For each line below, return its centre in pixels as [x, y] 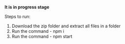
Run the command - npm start [42, 36]
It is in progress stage [27, 7]
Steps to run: [18, 16]
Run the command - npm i [38, 31]
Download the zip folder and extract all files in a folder [66, 26]
